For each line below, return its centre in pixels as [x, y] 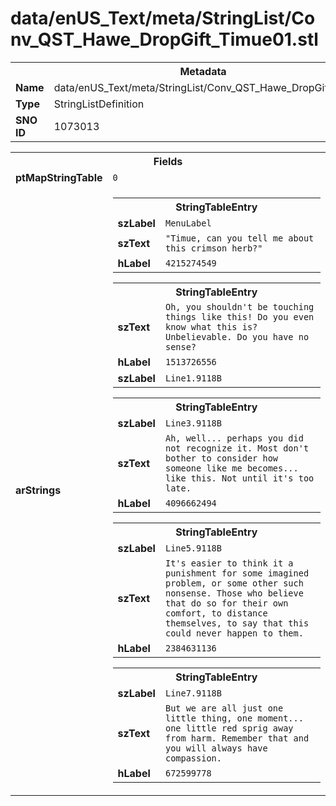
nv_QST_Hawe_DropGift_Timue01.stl [164, 39]
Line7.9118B [193, 693]
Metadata [203, 71]
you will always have [216, 748]
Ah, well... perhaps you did [234, 438]
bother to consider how [221, 458]
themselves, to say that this [237, 623]
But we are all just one [224, 708]
